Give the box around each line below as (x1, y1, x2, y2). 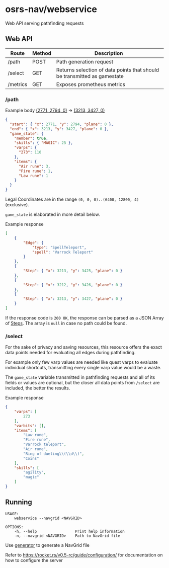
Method (32, 49, 52, 56)
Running (5, 498, 33, 507)
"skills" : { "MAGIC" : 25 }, (14, 140, 73, 145)
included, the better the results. (5, 385, 70, 391)
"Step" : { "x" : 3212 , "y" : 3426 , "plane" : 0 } (23, 282, 123, 287)
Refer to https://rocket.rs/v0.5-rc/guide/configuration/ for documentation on (5, 552, 163, 558)
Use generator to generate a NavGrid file (5, 542, 90, 548)
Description (94, 49, 123, 56)
